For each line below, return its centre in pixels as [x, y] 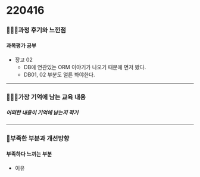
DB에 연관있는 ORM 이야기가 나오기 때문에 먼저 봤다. [85, 67]
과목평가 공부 [21, 45]
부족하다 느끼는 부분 [29, 154]
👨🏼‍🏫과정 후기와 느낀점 [36, 30]
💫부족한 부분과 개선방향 [38, 139]
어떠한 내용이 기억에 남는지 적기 [42, 112]
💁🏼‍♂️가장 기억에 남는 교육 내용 [46, 97]
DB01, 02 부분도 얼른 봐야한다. [59, 74]
